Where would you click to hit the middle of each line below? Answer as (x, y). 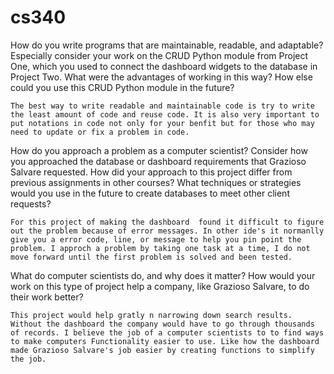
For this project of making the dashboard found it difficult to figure (167, 222)
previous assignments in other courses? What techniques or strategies (156, 182)
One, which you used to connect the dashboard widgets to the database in (164, 66)
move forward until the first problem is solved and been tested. (151, 257)
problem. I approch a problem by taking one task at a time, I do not (160, 248)
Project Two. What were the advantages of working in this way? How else (161, 77)
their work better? (47, 297)
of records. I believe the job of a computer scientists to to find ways (167, 332)
